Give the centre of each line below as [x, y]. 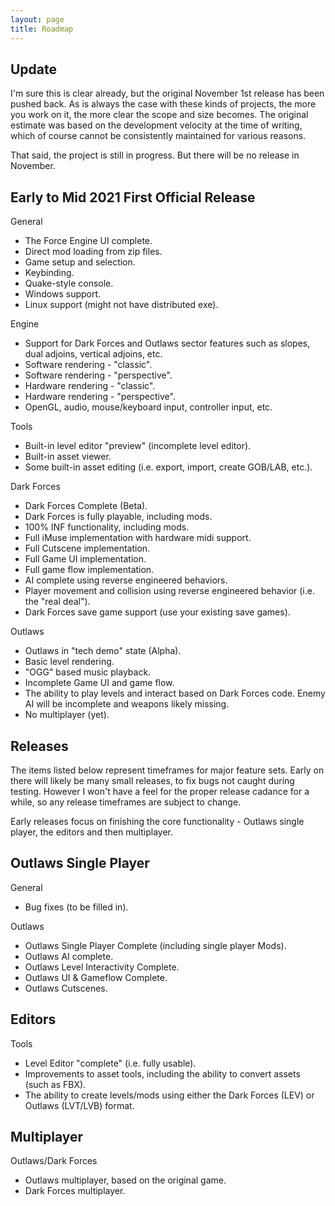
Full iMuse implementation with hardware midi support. [138, 538]
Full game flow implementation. [89, 570]
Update [34, 69]
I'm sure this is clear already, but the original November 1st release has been [167, 93]
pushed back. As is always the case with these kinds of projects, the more [163, 104]
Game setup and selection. [80, 262]
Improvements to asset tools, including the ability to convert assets [162, 1073]
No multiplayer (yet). [67, 715]
